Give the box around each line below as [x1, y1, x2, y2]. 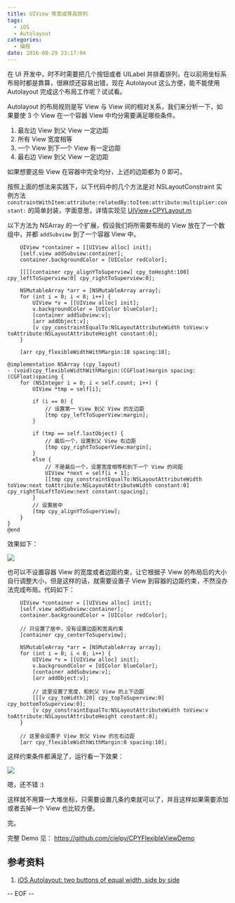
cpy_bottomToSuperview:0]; [7, 700, 86, 707]
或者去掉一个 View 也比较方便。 [7, 804, 100, 812]
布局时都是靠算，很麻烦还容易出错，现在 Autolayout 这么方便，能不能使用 [7, 78, 220, 87]
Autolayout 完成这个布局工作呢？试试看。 [7, 87, 126, 96]
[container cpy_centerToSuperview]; [20, 631, 128, 638]
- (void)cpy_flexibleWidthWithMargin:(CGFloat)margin [7, 367, 168, 374]
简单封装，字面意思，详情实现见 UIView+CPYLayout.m [34, 206, 192, 215]
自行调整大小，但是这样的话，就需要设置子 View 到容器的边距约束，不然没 [7, 576, 222, 585]
